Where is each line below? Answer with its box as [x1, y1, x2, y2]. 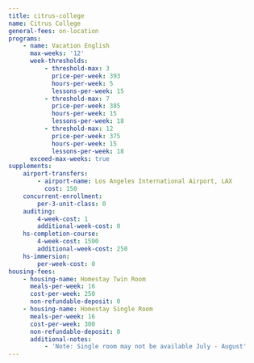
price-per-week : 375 [51, 132, 121, 140]
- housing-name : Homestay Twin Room [23, 275, 147, 283]
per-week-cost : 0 [37, 260, 95, 268]
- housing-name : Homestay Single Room [23, 305, 153, 313]
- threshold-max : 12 [44, 125, 114, 133]
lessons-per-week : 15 [51, 87, 125, 95]
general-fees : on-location [8, 27, 99, 35]
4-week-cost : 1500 [37, 238, 99, 246]
